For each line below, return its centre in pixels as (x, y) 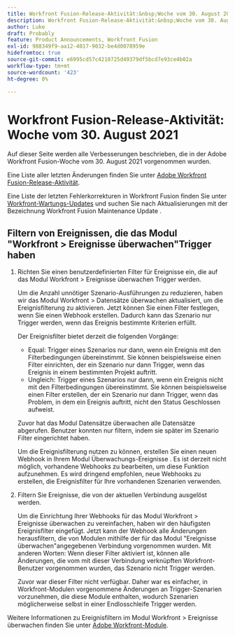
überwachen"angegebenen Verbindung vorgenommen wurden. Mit (114, 546)
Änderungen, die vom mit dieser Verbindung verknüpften (99, 561)
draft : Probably (31, 33)
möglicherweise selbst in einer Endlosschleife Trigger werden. (107, 604)
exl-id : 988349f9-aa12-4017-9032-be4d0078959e (76, 46)
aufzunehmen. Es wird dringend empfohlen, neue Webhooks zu (109, 474)
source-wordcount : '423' (43, 72)
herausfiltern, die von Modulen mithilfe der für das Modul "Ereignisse (117, 539)
